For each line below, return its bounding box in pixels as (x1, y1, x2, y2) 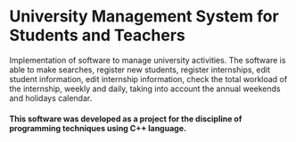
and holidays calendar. (9, 92, 93, 104)
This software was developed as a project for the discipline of (9, 113, 243, 124)
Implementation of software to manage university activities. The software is (9, 54, 286, 65)
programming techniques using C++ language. (9, 122, 187, 133)
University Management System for (9, 6, 279, 27)
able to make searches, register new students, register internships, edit (9, 64, 270, 75)
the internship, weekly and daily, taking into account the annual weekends (9, 83, 281, 94)
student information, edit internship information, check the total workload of (9, 73, 288, 84)
